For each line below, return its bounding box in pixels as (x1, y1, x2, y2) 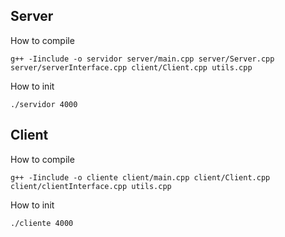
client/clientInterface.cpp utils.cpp (10, 181, 172, 191)
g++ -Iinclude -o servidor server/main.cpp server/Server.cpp (10, 54, 275, 64)
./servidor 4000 (10, 99, 78, 109)
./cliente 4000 (10, 218, 74, 228)
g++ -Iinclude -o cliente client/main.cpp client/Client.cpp (10, 172, 271, 183)
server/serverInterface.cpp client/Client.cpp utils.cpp (10, 62, 253, 73)
